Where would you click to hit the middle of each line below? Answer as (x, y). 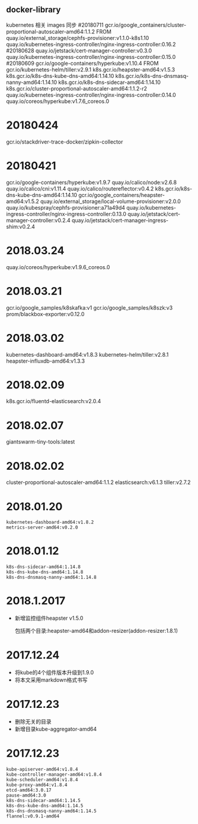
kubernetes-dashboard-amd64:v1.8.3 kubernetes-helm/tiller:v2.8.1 (87, 354)
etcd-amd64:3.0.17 (29, 790)
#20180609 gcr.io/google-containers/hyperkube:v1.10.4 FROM (82, 63)
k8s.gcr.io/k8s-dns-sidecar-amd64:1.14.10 (110, 82)
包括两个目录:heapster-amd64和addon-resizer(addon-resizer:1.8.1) (96, 631)
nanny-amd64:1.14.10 (32, 82)
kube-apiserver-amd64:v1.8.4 (42, 769)
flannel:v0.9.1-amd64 (33, 816)
